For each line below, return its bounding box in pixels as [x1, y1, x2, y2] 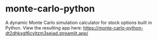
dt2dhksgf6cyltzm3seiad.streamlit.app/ [5, 30, 88, 36]
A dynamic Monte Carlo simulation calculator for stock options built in [5, 19, 152, 25]
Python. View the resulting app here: [5, 24, 82, 30]
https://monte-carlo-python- [83, 24, 144, 30]
